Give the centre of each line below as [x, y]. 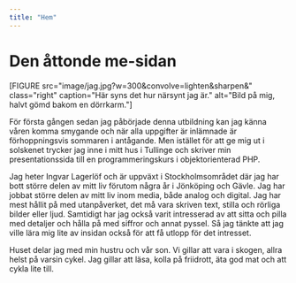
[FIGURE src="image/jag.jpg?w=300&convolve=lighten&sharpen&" [131, 86]
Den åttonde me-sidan [93, 61]
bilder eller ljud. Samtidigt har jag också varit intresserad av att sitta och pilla [148, 214]
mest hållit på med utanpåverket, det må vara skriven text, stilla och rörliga [145, 204]
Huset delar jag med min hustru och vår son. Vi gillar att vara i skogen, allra [146, 249]
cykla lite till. [32, 268]
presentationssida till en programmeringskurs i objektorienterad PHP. [135, 159]
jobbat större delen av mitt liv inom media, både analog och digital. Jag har [145, 195]
